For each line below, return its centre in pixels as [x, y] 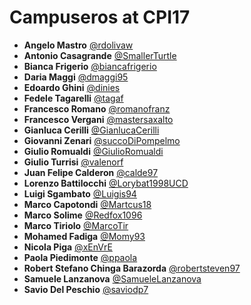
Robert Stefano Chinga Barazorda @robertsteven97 [132, 268]
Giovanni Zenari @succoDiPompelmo [102, 140]
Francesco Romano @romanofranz [97, 108]
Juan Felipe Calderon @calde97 [91, 172]
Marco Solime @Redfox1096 [83, 215]
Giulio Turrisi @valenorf [73, 162]
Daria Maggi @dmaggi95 [76, 77]
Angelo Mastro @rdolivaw [78, 45]
